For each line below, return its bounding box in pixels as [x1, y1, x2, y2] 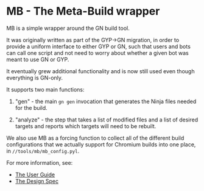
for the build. [15, 104, 47, 111]
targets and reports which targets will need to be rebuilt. [15, 122, 157, 129]
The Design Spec [15, 177, 59, 184]
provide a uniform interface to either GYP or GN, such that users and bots [6, 43, 191, 50]
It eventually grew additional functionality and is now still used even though [6, 67, 195, 74]
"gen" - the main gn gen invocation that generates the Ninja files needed [15, 98, 197, 105]
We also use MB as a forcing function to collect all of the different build [6, 134, 185, 142]
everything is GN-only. [6, 74, 63, 81]
